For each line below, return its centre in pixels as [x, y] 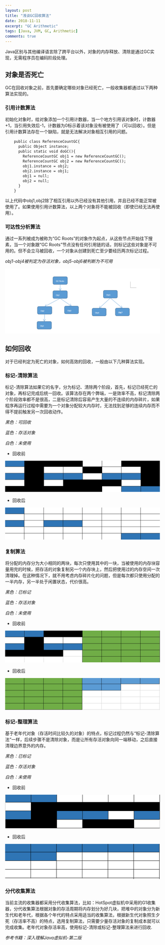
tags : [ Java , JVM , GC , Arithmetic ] [41, 31]
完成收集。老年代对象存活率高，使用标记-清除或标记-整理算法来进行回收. [79, 927]
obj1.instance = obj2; [46, 166]
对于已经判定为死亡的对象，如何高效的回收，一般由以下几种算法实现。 [76, 361]
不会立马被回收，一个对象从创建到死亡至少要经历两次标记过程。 [86, 251]
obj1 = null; [36, 176]
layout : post [18, 10]
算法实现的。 [18, 94]
